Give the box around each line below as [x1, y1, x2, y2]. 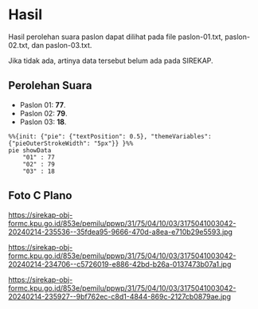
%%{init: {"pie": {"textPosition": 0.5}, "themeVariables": [8, 132, 213, 140]
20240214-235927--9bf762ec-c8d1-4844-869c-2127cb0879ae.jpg [8, 291, 231, 301]
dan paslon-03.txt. [31, 40, 92, 49]
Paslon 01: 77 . [19, 100, 66, 109]
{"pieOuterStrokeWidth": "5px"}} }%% [8, 139, 134, 147]
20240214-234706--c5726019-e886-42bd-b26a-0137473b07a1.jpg [8, 259, 232, 268]
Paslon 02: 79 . [19, 108, 68, 118]
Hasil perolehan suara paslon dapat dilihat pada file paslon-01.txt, [8, 32, 224, 41]
